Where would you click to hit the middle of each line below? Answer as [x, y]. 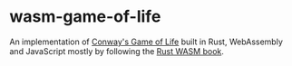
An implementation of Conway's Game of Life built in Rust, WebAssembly [146, 42]
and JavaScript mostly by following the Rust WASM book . [117, 51]
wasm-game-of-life [85, 17]
